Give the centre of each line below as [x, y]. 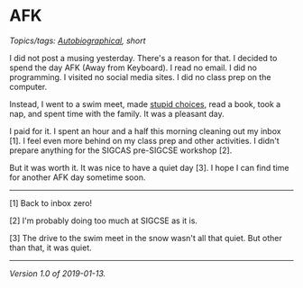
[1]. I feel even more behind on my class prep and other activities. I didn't [144, 140]
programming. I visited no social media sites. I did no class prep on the [140, 76]
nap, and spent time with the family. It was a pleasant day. [117, 113]
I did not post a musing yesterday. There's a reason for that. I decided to [143, 58]
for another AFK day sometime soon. [78, 177]
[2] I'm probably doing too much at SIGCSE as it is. [104, 220]
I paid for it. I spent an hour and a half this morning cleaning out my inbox [145, 130]
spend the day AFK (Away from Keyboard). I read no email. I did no [133, 67]
